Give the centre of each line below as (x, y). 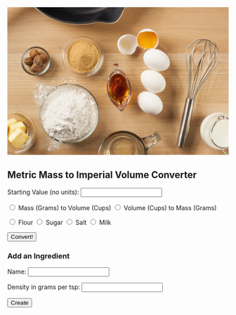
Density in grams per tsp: (44, 287)
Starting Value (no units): (43, 192)
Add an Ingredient (39, 256)
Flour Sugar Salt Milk (65, 222)
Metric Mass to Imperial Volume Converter (102, 175)
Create (20, 303)
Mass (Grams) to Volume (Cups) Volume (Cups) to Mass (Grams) (117, 207)
